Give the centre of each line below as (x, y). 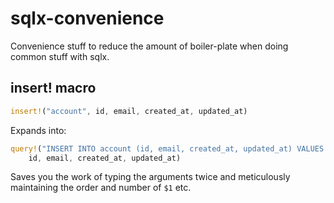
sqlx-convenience (87, 18)
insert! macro (53, 88)
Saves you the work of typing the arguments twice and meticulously (150, 177)
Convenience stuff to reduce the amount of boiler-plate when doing (149, 46)
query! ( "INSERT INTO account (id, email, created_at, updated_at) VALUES (167, 148)
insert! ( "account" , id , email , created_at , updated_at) (129, 111)
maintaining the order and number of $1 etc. (101, 188)
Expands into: (38, 130)
